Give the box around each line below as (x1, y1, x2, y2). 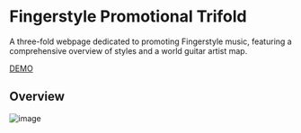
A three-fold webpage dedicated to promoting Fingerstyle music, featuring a (9, 36, 292, 47)
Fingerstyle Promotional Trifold (9, 6, 247, 27)
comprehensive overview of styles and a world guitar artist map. (9, 45, 248, 56)
